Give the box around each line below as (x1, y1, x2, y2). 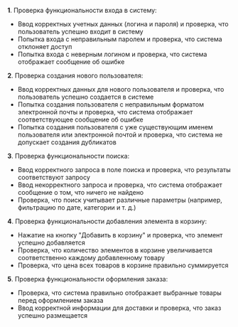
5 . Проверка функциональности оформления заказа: (7, 275, 168, 283)
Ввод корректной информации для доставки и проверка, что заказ (17, 304, 222, 312)
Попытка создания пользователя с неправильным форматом (17, 100, 205, 109)
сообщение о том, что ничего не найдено (17, 188, 144, 196)
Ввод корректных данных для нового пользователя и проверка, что (17, 85, 225, 93)
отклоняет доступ (17, 43, 72, 50)
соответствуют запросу (17, 173, 91, 181)
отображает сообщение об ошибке (17, 58, 125, 66)
